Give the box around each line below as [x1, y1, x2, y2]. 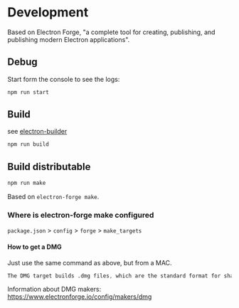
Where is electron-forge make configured [7, 210, 154, 220]
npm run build [7, 141, 50, 148]
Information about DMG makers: [7, 285, 102, 294]
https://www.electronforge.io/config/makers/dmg [7, 292, 152, 301]
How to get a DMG [7, 243, 62, 251]
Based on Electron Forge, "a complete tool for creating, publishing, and [7, 28, 216, 36]
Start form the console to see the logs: [7, 75, 120, 83]
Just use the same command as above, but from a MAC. [7, 258, 172, 267]
